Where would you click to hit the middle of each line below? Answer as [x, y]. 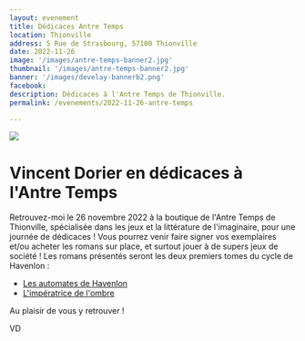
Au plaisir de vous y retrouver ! [67, 311]
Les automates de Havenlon [75, 284]
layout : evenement [44, 18]
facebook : [28, 86]
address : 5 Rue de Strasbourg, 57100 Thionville [103, 43]
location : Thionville [51, 35]
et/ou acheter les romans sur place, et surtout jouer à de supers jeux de [144, 246]
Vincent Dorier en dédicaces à [126, 173]
